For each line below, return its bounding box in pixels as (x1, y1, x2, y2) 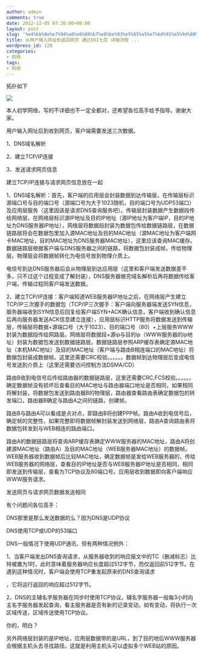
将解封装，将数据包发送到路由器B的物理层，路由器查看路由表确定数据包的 (6, 389, 190, 397)
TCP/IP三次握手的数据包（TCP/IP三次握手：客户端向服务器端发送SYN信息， (6, 301, 195, 308)
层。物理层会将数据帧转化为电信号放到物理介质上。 (6, 252, 134, 259)
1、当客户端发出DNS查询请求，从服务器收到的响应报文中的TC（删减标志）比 (6, 553, 196, 560)
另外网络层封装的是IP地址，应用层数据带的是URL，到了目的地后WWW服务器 (6, 634, 196, 642)
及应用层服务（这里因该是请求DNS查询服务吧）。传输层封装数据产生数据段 (6, 207, 190, 214)
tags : (6, 59, 20, 65)
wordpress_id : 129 (6, 43, 53, 49)
